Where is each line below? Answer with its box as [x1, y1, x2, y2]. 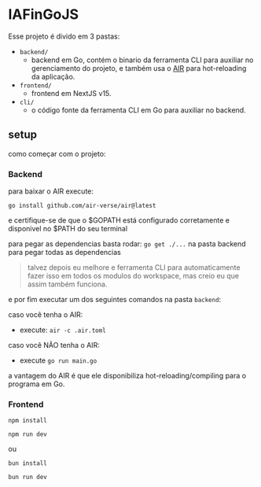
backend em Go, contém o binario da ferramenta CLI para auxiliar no [31, 55, 254, 65]
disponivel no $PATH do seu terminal [8, 224, 128, 234]
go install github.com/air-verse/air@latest [8, 202, 156, 210]
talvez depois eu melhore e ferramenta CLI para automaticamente [27, 263, 241, 272]
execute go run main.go [19, 356, 97, 365]
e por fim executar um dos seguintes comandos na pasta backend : [8, 295, 222, 304]
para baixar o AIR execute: [8, 186, 94, 196]
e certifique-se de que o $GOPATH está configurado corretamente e [8, 216, 230, 225]
